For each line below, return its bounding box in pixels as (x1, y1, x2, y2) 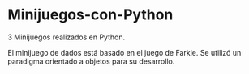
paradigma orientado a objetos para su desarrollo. (7, 56, 175, 66)
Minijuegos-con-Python (7, 6, 174, 24)
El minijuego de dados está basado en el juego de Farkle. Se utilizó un (7, 47, 242, 57)
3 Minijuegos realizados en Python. (7, 32, 126, 42)
